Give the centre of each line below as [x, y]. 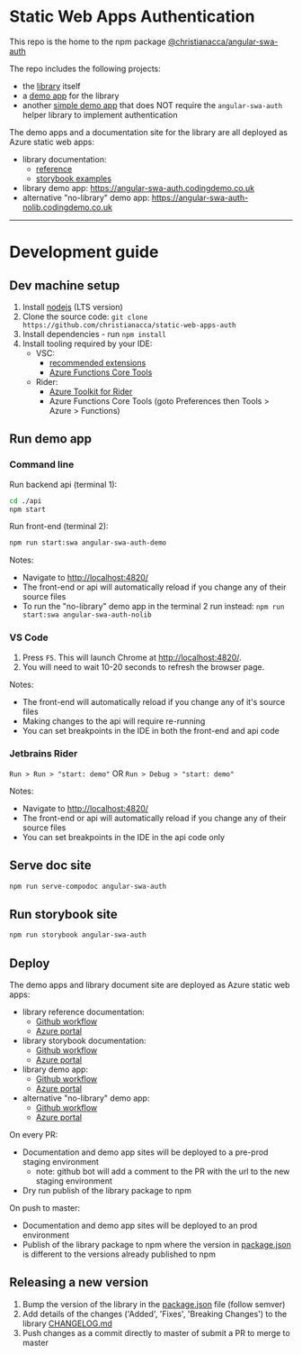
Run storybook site [64, 914]
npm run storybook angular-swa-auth [78, 935]
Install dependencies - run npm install [94, 334]
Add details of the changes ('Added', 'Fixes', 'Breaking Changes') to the [155, 1314]
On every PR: [34, 1135]
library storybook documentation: [84, 1041]
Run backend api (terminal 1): [63, 484]
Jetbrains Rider [44, 754]
